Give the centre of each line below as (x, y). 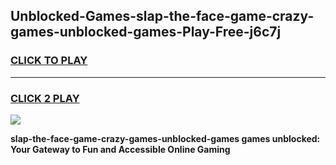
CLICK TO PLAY (49, 61)
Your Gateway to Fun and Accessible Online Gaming (120, 149)
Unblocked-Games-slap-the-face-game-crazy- (162, 16)
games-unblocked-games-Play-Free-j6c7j (146, 32)
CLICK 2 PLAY (45, 98)
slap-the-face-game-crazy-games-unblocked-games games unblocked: (165, 138)
